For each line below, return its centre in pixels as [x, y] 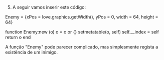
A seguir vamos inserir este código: [49, 7]
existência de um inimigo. [32, 52]
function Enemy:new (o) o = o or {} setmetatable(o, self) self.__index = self [82, 32]
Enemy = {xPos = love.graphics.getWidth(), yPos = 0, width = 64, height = [82, 17]
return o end [18, 37]
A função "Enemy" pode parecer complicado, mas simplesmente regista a [82, 47]
